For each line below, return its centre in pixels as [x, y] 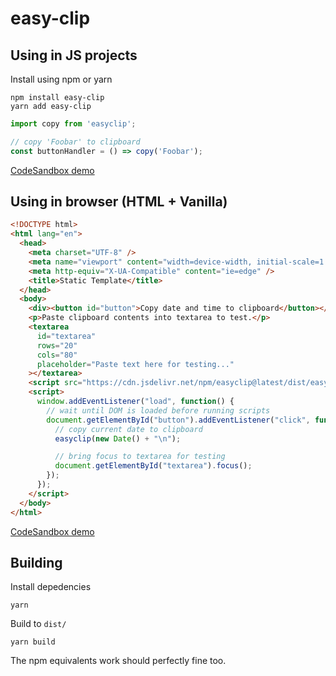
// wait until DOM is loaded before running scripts [158, 410]
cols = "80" [57, 355]
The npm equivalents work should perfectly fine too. [118, 661]
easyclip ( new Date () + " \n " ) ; [118, 438]
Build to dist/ [38, 624]
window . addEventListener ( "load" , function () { [135, 402]
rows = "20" [57, 345]
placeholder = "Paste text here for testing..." [135, 364]
